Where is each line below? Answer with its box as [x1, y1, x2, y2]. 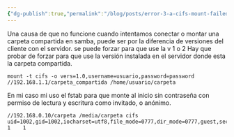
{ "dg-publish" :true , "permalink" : [7, 10, 104, 17]
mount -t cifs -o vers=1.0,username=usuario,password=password [7, 73, 195, 80]
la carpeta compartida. [7, 59, 73, 67]
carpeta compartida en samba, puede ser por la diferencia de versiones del [7, 36, 224, 45]
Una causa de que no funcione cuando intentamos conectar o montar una [7, 29, 219, 38]
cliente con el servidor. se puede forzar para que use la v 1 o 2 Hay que [7, 44, 212, 52]
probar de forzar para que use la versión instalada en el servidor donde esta [7, 52, 226, 60]
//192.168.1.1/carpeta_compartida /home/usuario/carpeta [7, 78, 176, 86]
